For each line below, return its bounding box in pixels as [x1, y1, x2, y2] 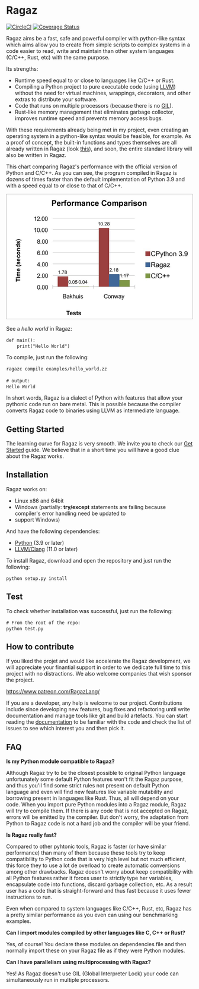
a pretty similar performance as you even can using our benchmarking [6, 911, 178, 919]
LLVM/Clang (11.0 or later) [14, 545, 78, 552]
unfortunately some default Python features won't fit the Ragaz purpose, [6, 775, 184, 783]
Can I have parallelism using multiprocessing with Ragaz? [6, 959, 151, 966]
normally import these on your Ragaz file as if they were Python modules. [6, 947, 185, 955]
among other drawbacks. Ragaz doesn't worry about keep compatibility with [6, 868, 193, 875]
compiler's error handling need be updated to [14, 510, 126, 517]
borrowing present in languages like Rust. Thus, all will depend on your [6, 795, 179, 802]
